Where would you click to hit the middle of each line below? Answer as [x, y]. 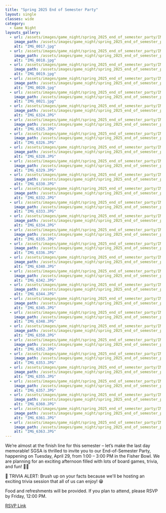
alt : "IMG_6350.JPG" [35, 335]
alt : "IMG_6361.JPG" [35, 418]
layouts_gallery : [23, 33]
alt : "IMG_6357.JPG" [35, 390]
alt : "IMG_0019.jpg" [35, 74]
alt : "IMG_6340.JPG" [35, 266]
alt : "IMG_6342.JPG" [35, 280]
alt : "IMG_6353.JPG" [35, 363]
